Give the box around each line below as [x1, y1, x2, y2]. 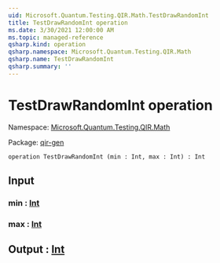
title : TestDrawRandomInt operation [8, 19, 128, 27]
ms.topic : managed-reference [8, 33, 104, 42]
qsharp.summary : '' [8, 63, 72, 71]
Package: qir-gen [8, 137, 64, 147]
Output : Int [8, 243, 65, 256]
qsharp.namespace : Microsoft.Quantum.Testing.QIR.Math [8, 48, 192, 56]
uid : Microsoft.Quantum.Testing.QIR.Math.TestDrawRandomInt [8, 11, 210, 20]
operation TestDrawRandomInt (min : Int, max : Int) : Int [8, 152, 206, 161]
